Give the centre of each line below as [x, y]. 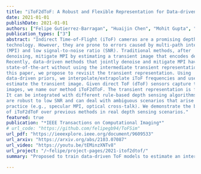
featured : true [25, 117]
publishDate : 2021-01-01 [37, 23]
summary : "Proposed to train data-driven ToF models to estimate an [93, 156]
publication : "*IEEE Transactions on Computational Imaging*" [85, 123]
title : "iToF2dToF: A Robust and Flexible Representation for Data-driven [101, 12]
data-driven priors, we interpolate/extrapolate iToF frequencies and [96, 78]
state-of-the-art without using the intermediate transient [83, 67]
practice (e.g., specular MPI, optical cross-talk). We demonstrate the [99, 106]
